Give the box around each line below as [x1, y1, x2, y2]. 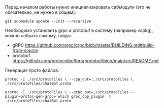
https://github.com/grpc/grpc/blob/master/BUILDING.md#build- [25, 42, 155, 48]
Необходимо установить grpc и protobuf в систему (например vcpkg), [5, 27, 153, 33]
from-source [12, 48, 38, 53]
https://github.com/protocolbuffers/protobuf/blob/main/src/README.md [12, 58, 159, 63]
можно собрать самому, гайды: [5, 33, 72, 38]
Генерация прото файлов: [5, 67, 59, 73]
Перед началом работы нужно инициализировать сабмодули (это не [5, 4, 151, 10]
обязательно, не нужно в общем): [5, 9, 76, 15]
